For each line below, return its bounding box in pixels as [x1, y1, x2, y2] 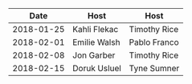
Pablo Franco [129, 37, 179, 47]
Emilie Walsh [71, 37, 121, 47]
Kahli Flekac [71, 24, 119, 34]
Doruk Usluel [71, 63, 122, 74]
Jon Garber [71, 50, 116, 61]
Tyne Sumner [129, 63, 180, 74]
